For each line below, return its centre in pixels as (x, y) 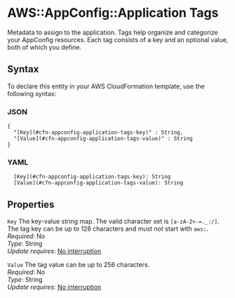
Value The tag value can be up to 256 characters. (79, 265)
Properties (31, 204)
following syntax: (32, 93)
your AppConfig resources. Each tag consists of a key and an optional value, (118, 39)
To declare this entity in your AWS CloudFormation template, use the (106, 86)
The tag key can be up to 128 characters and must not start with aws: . (108, 229)
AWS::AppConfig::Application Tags (113, 13)
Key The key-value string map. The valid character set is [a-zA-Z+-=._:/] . (113, 222)
